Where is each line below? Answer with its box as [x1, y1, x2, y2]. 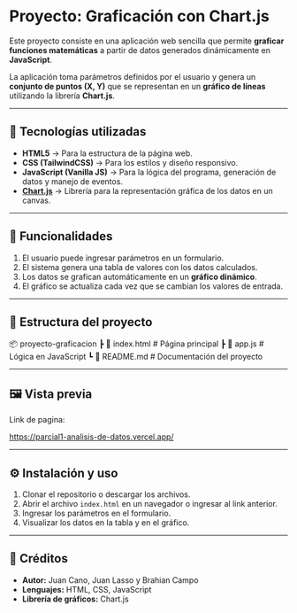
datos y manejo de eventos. [21, 175, 124, 187]
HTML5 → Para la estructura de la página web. [21, 148, 193, 159]
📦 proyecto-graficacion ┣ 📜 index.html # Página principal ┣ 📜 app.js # [9, 338, 264, 349]
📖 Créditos [9, 551, 68, 566]
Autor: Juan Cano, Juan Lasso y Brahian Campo [21, 574, 199, 586]
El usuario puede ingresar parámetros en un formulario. [21, 252, 225, 263]
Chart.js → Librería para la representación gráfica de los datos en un [21, 185, 273, 196]
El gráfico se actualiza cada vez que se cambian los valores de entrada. [21, 281, 284, 291]
